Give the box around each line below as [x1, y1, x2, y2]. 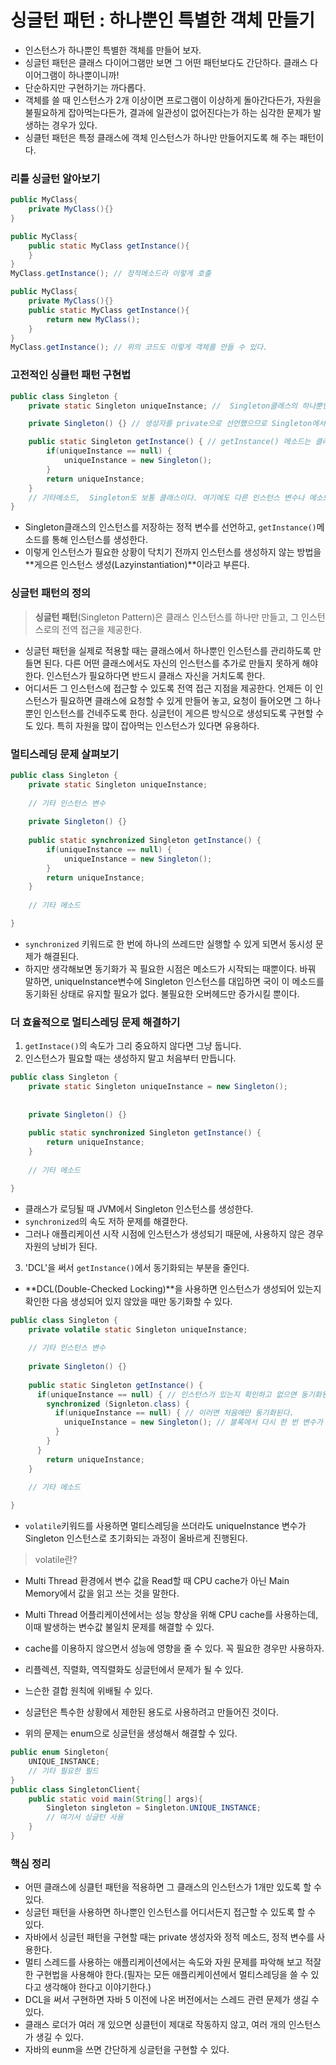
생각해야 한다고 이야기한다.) [43, 1981, 152, 1993]
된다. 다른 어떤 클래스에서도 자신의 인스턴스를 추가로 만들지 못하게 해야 [43, 657, 319, 669]
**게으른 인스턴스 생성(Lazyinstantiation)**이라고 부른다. [24, 559, 250, 571]
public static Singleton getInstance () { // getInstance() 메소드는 [28, 437, 312, 447]
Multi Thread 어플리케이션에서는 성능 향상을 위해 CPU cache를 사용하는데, [24, 1609, 319, 1621]
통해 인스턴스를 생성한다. [51, 534, 148, 546]
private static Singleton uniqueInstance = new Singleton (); [28, 1082, 288, 1092]
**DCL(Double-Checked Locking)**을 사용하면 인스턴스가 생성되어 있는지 [24, 1282, 322, 1295]
